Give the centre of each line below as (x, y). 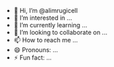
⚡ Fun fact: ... (32, 57)
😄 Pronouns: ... (36, 50)
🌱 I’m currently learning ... (50, 25)
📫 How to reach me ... (46, 40)
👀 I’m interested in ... (43, 18)
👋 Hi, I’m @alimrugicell (46, 11)
